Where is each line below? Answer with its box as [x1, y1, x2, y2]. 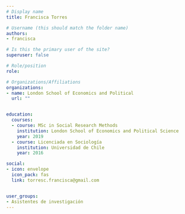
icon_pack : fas [11, 172, 49, 178]
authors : [6, 30, 28, 36]
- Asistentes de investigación [6, 199, 84, 205]
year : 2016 [17, 150, 44, 156]
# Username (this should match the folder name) [6, 25, 129, 31]
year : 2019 [17, 133, 44, 139]
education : [6, 111, 33, 117]
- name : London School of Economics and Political [6, 90, 134, 96]
